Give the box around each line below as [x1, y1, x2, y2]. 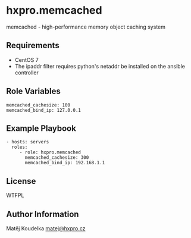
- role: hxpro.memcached [19, 149, 82, 155]
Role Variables [6, 86, 61, 96]
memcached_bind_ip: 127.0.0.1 [6, 107, 82, 113]
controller [14, 69, 39, 76]
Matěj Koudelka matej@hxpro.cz [6, 225, 86, 232]
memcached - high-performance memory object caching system [6, 23, 165, 30]
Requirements [6, 40, 60, 51]
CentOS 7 [14, 56, 39, 63]
